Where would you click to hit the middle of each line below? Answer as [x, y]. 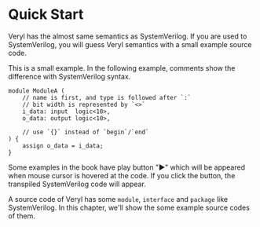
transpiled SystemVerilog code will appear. [77, 184]
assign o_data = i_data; [63, 146]
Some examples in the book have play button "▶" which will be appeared [127, 167]
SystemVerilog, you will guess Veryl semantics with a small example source [130, 44]
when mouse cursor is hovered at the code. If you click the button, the [122, 175]
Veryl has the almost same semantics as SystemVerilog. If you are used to [128, 36]
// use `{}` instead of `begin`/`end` [86, 132]
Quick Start [46, 15]
